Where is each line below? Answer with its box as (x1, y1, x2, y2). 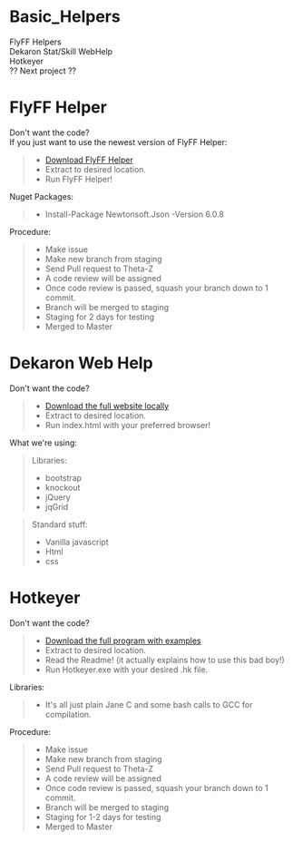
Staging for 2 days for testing (44, 311, 155, 322)
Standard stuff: (31, 519, 88, 530)
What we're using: (9, 437, 77, 448)
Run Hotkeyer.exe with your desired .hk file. (44, 664, 209, 675)
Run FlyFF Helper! (44, 173, 113, 184)
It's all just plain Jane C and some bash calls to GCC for (44, 699, 253, 709)
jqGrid (44, 501, 69, 512)
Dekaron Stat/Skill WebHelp (9, 45, 113, 56)
